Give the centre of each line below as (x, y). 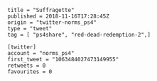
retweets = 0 (27, 66)
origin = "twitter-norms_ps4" (52, 23)
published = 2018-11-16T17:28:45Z (59, 16)
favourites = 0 (30, 72)
